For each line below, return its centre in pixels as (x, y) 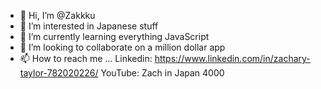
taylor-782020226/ (59, 73)
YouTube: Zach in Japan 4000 (162, 73)
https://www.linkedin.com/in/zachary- (232, 58)
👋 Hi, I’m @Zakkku (57, 15)
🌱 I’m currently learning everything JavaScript (114, 36)
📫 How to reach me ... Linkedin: (86, 58)
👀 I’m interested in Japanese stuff (89, 26)
